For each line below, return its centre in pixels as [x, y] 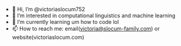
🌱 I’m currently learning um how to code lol [65, 22]
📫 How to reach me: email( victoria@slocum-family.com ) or [86, 29]
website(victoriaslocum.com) [48, 37]
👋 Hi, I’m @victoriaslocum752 [49, 9]
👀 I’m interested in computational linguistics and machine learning [94, 16]
